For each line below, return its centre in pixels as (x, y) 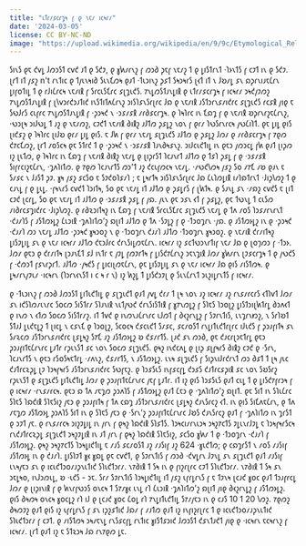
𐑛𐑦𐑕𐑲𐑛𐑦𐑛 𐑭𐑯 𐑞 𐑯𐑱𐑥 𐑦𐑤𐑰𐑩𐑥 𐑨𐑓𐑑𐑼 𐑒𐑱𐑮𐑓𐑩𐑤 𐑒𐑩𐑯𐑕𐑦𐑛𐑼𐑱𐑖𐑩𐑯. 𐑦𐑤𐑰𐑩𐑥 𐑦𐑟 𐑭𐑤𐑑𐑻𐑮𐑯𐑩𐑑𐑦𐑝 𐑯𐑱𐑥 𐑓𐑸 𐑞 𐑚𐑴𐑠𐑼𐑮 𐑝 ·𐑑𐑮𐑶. (151, 243)
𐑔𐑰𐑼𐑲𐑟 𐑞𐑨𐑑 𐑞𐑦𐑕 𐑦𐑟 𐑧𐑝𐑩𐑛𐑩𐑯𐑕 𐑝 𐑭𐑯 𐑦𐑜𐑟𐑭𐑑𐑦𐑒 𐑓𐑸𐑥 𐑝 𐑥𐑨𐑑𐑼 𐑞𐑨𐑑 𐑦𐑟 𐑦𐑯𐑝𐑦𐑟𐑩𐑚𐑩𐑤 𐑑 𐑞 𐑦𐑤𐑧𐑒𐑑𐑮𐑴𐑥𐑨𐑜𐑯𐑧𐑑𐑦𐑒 (141, 510)
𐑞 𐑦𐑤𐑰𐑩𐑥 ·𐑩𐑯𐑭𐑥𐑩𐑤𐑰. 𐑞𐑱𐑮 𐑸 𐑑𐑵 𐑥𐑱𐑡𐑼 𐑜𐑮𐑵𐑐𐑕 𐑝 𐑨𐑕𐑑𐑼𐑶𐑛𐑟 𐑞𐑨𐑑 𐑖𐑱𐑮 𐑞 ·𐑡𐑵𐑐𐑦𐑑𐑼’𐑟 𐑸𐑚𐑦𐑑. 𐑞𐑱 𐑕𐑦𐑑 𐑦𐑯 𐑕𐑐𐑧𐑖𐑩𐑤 (151, 391)
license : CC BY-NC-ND (51, 35)
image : (22, 43)
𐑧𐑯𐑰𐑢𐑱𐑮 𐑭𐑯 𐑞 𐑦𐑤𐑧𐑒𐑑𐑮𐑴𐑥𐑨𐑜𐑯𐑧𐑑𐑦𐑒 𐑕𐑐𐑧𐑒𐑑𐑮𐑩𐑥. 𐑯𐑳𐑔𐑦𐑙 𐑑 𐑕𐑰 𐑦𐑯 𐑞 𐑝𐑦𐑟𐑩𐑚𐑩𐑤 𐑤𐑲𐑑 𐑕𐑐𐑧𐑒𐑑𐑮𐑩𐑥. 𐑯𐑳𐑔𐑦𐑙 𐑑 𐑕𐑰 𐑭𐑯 (146, 467)
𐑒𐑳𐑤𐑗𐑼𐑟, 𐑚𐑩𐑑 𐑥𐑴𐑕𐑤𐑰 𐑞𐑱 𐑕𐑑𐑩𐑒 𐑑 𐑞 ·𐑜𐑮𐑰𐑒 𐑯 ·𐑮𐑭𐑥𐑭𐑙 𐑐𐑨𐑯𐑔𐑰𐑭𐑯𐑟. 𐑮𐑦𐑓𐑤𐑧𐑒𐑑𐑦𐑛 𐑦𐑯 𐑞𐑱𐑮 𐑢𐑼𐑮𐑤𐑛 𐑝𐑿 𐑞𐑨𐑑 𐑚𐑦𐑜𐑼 (151, 146)
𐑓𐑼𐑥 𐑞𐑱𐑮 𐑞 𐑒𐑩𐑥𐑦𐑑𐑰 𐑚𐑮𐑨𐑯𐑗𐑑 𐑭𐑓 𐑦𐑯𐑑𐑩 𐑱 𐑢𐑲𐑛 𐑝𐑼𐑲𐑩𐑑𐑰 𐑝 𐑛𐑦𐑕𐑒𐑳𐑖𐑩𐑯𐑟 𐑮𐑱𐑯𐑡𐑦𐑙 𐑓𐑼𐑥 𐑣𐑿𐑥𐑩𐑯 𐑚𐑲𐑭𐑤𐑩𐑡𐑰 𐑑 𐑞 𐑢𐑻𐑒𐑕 (153, 253)
